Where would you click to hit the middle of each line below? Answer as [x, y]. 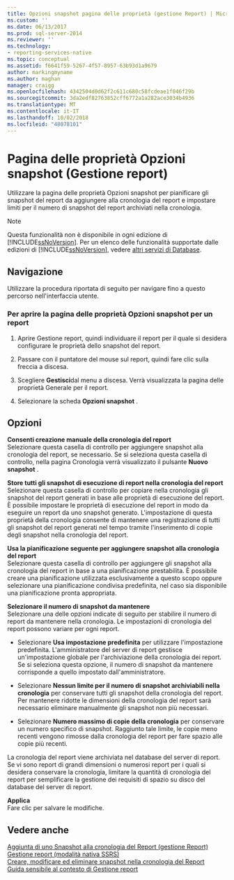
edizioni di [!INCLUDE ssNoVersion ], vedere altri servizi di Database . [104, 250]
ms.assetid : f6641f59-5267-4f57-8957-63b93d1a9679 [82, 66]
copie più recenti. [42, 744]
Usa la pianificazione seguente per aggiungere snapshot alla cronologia [113, 549]
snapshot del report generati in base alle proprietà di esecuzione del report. [116, 498]
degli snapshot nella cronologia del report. [68, 535]
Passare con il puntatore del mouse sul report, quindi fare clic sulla [113, 359]
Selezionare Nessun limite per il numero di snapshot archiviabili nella [119, 686]
